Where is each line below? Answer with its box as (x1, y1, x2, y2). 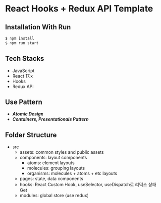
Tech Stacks (5, 54, 45, 63)
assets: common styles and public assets (19, 149, 104, 155)
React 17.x (12, 73, 33, 79)
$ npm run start (5, 40, 39, 45)
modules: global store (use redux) (19, 193, 89, 199)
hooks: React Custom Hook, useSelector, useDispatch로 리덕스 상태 (19, 182, 157, 188)
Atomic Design (12, 111, 44, 117)
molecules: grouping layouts (27, 165, 85, 171)
